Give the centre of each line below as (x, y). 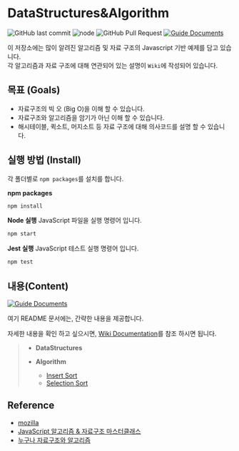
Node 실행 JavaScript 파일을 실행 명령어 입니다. (75, 221)
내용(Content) (38, 286)
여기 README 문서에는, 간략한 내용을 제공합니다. (76, 318)
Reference (31, 406)
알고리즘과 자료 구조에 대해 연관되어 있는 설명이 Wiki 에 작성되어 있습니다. (116, 65)
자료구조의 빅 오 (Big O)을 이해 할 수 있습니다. (81, 108)
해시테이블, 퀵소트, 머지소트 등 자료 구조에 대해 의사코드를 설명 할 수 (112, 126)
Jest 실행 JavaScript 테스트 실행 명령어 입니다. (73, 248)
